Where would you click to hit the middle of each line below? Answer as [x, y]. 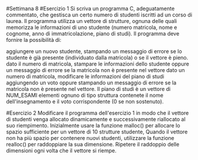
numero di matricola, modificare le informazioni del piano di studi [85, 76]
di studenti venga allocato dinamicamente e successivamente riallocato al [96, 119]
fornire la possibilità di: [34, 40]
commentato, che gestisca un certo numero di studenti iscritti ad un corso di [99, 15]
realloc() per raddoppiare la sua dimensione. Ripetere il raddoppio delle [93, 144]
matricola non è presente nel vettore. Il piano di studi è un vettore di [88, 89]
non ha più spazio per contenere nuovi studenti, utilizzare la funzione [90, 138]
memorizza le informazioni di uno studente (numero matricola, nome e [92, 27]
